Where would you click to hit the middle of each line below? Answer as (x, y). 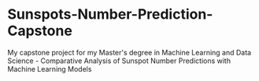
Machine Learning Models (50, 69)
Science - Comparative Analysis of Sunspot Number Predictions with (119, 61)
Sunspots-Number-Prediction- (110, 14)
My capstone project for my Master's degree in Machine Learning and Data (129, 52)
